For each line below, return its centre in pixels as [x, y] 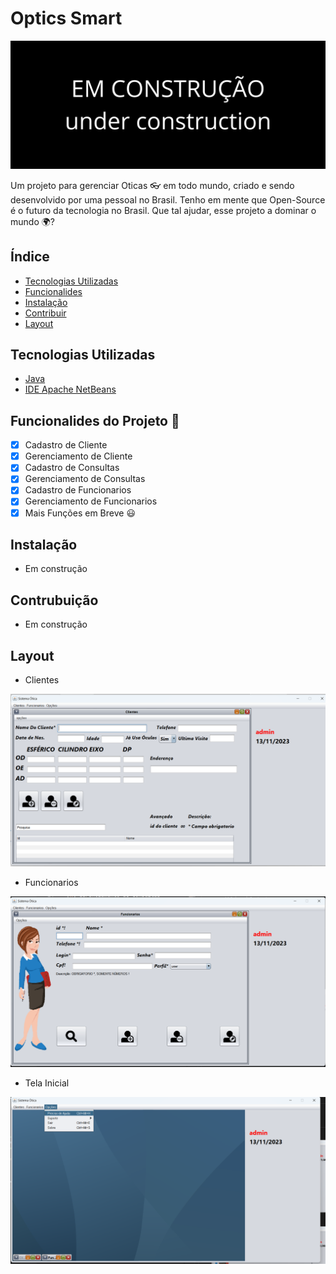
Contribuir [45, 313]
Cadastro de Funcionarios [78, 490]
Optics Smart [66, 18]
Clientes [42, 680]
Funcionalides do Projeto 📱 [95, 420]
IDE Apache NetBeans [70, 389]
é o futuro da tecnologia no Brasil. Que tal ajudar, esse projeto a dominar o [163, 210]
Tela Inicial [47, 1083]
